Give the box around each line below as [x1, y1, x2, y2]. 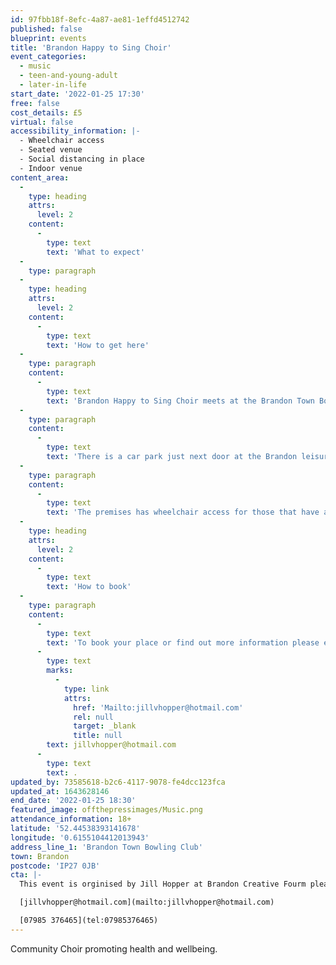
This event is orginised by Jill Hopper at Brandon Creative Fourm [19, 879, 307, 890]
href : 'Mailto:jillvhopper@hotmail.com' [73, 702, 244, 713]
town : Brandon [10, 851, 70, 861]
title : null [73, 731, 123, 741]
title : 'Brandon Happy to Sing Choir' [10, 42, 172, 53]
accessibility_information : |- [10, 126, 141, 136]
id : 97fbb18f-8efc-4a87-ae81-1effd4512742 [10, 14, 190, 25]
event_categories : [10, 52, 87, 62]
